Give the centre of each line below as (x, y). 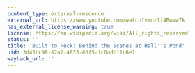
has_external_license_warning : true (60, 26)
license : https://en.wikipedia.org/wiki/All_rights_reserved (98, 33)
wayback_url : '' (31, 59)
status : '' (23, 40)
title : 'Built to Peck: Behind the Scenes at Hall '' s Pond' (96, 46)
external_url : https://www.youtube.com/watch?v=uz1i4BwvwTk (96, 20)
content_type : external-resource (56, 14)
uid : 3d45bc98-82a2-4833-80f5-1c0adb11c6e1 (71, 53)
